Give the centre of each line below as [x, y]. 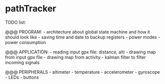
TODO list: [16, 22]
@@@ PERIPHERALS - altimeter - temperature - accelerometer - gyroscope [82, 72]
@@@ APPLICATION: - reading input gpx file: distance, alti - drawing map [81, 52]
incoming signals [22, 62]
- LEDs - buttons [22, 77]
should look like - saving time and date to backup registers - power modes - [83, 37]
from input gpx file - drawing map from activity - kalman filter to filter [76, 57]
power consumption [26, 42]
